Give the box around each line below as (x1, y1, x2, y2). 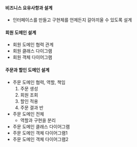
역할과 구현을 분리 (20, 117, 56, 123)
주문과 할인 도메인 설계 (5, 67, 50, 73)
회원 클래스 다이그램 (12, 48, 52, 54)
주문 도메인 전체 (12, 111, 44, 117)
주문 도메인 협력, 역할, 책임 (12, 79, 66, 85)
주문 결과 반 (20, 104, 44, 111)
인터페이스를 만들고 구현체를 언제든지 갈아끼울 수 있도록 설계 (12, 17, 132, 23)
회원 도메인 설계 (5, 29, 37, 35)
